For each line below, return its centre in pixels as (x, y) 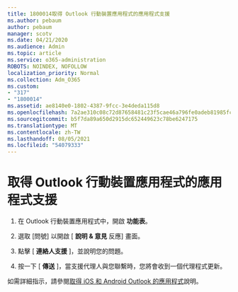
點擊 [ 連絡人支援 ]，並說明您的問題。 (72, 251)
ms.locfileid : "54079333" (45, 146)
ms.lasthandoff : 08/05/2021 (49, 139)
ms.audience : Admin (36, 47)
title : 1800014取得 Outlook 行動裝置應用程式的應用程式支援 (89, 14)
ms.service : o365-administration (57, 60)
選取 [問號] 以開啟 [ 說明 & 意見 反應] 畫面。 (80, 236)
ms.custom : (23, 86)
